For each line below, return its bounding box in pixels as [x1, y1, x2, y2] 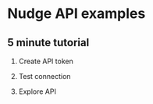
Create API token [18, 56, 73, 66]
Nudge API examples [7, 5, 146, 23]
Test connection [18, 72, 71, 81]
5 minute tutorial [7, 36, 90, 49]
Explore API [18, 87, 56, 96]
